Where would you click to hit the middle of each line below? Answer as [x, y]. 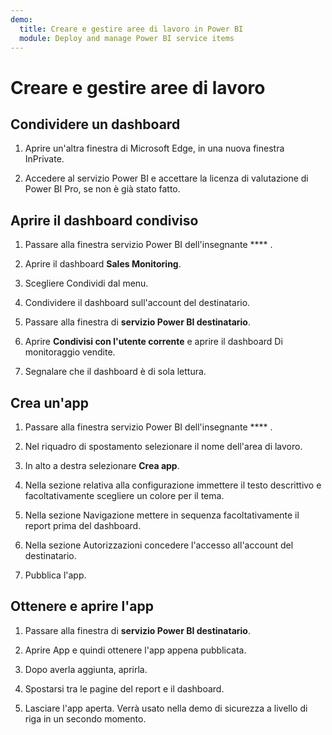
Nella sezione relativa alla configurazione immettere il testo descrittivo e [173, 485]
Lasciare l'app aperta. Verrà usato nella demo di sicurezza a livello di [166, 708]
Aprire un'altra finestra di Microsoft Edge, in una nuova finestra [154, 148]
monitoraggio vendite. [70, 352]
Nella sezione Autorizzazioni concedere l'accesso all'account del [159, 545]
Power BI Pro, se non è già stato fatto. [102, 189]
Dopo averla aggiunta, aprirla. [86, 669]
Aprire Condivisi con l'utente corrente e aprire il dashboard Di [153, 342]
